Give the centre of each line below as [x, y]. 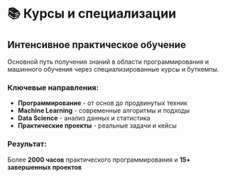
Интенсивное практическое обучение [97, 44]
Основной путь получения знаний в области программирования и [108, 62]
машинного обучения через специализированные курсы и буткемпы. [113, 69]
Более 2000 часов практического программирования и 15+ [99, 160]
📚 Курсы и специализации [92, 14]
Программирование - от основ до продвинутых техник [103, 103]
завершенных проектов [45, 167]
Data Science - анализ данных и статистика [84, 118]
